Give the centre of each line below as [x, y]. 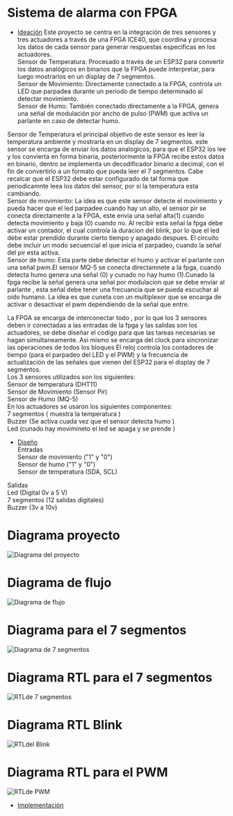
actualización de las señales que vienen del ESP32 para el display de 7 [109, 362]
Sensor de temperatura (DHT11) [52, 384]
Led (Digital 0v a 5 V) [38, 493]
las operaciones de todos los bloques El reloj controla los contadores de [111, 347]
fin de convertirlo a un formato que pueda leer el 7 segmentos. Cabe [105, 171]
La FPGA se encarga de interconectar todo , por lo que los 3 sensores [107, 317]
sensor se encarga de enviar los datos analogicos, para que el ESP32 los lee [116, 149]
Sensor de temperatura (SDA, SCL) [67, 472]
